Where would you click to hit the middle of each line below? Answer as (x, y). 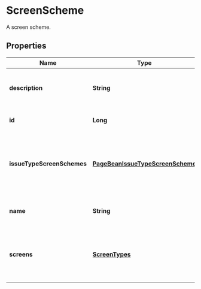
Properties (26, 46)
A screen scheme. (28, 27)
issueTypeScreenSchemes (48, 164)
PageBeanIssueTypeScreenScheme (144, 164)
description (26, 88)
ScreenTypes (112, 254)
